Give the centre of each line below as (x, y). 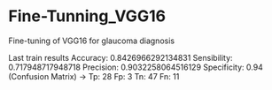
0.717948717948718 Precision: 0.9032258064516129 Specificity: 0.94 (136, 67)
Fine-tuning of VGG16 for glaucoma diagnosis (91, 41)
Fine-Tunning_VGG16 (87, 16)
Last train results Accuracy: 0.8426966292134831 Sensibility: (120, 57)
